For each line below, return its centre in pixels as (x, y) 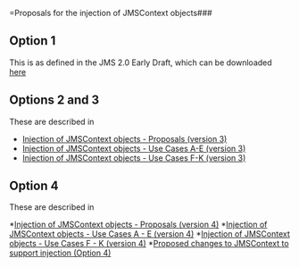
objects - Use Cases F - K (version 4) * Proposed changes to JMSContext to (149, 244)
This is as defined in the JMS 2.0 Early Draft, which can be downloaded (141, 63)
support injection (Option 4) (60, 253)
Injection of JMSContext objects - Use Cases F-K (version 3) (134, 158)
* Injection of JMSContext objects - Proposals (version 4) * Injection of (138, 225)
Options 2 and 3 (54, 100)
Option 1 (33, 41)
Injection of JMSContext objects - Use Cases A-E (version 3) (134, 148)
